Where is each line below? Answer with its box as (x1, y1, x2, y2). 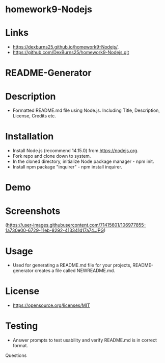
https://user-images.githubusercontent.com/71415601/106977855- (7, 222, 146, 228)
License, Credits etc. (12, 113, 56, 119)
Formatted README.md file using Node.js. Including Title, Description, (12, 107, 160, 113)
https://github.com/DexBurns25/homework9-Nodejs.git (12, 50, 129, 56)
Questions (5, 352, 27, 358)
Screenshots (5, 205, 61, 216)
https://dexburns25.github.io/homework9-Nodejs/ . (12, 44, 119, 50)
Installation (5, 131, 54, 142)
